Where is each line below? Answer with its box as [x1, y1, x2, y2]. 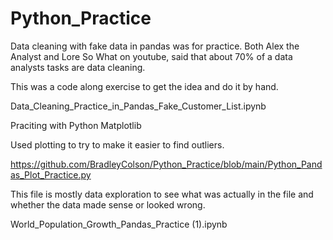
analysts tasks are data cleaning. [10, 61, 146, 73]
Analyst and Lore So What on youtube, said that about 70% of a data [10, 50, 293, 62]
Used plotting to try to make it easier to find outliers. [10, 138, 225, 151]
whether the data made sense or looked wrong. [10, 198, 206, 211]
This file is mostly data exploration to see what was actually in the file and [10, 188, 314, 200]
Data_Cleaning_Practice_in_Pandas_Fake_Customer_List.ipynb [10, 100, 267, 112]
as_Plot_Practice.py [10, 168, 92, 181]
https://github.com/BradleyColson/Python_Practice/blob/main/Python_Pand [10, 158, 323, 170]
